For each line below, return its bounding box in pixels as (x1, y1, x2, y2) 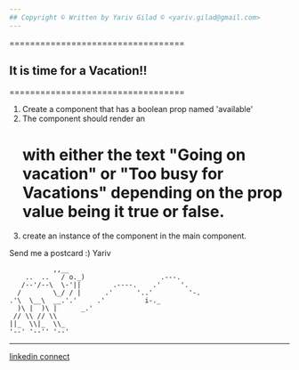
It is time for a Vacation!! (9, 63, 148, 78)
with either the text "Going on (21, 144, 246, 165)
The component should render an (21, 113, 145, 125)
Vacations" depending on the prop (21, 182, 283, 203)
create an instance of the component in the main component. (21, 230, 247, 241)
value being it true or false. (21, 201, 225, 221)
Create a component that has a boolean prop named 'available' (21, 104, 254, 115)
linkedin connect (9, 351, 70, 362)
